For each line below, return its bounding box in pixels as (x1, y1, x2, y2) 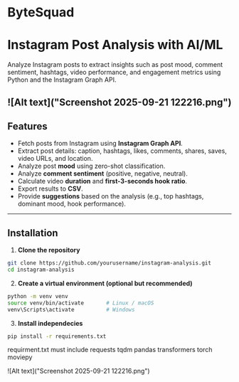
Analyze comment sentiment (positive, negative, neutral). (17, 169, 188, 178)
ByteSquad (7, 4, 75, 21)
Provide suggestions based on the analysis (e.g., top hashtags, (17, 192, 204, 201)
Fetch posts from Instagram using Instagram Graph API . (17, 139, 183, 148)
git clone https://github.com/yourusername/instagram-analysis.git (7, 260, 212, 267)
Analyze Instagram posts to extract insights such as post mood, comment (7, 60, 223, 69)
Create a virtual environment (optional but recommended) (17, 279, 193, 287)
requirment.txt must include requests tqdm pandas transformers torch (7, 346, 213, 354)
